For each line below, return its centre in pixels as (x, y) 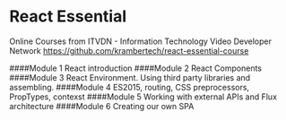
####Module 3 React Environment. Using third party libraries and (130, 77)
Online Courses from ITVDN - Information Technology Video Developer (140, 41)
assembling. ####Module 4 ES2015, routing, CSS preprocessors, (129, 87)
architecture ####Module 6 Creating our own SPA (102, 106)
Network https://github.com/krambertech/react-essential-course (129, 50)
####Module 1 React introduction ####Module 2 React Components (136, 68)
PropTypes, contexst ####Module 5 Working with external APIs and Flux (143, 97)
